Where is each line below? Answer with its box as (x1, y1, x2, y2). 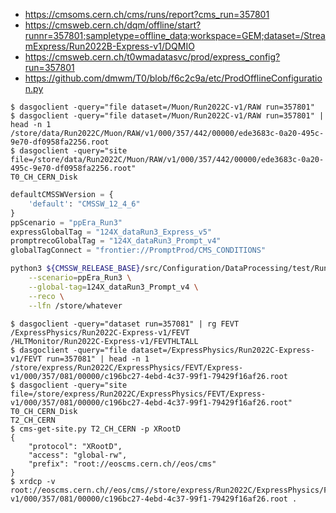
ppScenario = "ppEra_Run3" (10, 217, 123, 228)
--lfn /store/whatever (28, 300, 123, 311)
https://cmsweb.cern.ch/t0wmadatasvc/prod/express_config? (24, 51, 281, 63)
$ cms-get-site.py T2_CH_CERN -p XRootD (10, 424, 182, 434)
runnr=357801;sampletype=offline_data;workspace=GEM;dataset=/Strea (24, 30, 326, 41)
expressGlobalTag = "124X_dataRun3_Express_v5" (10, 227, 213, 237)
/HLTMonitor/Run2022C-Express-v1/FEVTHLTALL (10, 336, 199, 346)
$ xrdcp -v (10, 476, 56, 486)
